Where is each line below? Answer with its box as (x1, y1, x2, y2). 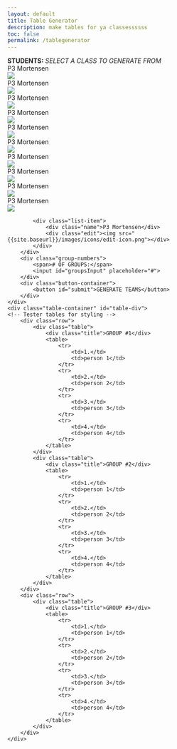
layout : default (7, 10, 55, 18)
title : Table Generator (7, 17, 78, 24)
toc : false (7, 30, 40, 38)
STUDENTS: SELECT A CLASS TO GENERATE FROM (7, 56, 161, 65)
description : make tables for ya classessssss (7, 24, 148, 31)
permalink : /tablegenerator (7, 37, 91, 44)
